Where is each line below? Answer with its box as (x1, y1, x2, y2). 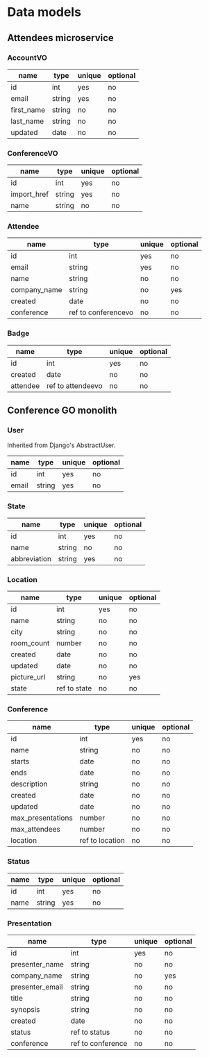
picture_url (10, 672, 46, 682)
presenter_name (10, 959, 65, 969)
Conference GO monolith (7, 405, 117, 417)
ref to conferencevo (69, 307, 134, 317)
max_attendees (10, 825, 61, 834)
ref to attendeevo (46, 380, 103, 390)
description (10, 780, 48, 789)
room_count (10, 638, 50, 648)
